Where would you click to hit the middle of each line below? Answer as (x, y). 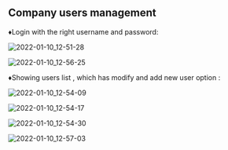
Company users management (83, 13)
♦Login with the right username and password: (83, 31)
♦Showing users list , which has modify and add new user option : (114, 77)
